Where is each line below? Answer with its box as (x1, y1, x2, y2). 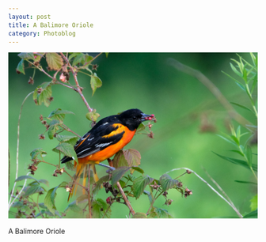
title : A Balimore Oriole (8, 21, 93, 29)
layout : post (8, 13, 51, 21)
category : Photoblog (8, 29, 77, 37)
